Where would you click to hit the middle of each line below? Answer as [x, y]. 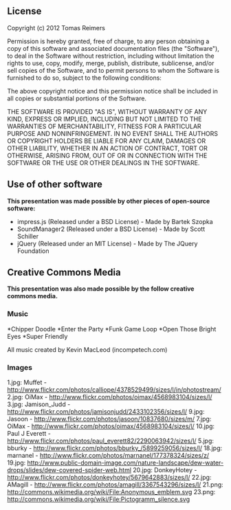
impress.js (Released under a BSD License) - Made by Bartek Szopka [115, 221]
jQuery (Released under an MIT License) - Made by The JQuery [107, 243]
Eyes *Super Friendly [37, 336]
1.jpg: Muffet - [27, 382]
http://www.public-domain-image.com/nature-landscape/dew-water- [125, 463]
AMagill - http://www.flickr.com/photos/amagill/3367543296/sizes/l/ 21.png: [115, 485]
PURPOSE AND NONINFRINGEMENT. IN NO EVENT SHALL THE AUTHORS [113, 133]
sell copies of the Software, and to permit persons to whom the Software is [113, 70]
